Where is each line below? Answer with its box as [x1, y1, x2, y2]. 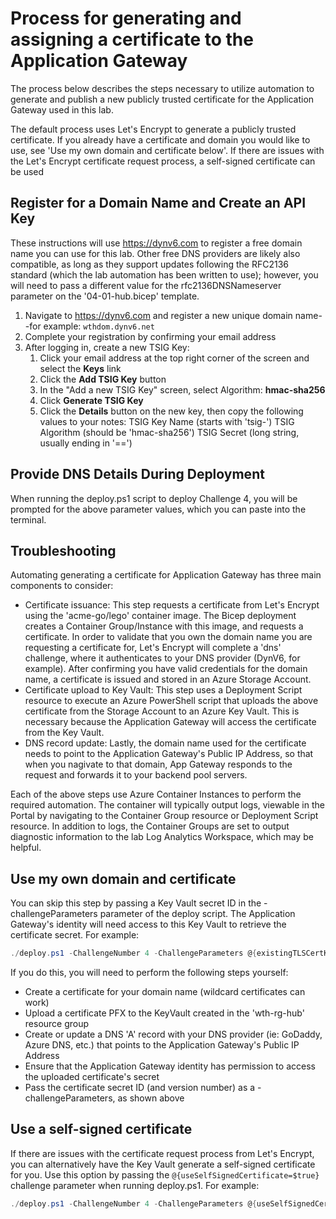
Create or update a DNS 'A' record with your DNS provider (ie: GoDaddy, [24, 1028, 323, 1041]
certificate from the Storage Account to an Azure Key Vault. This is [24, 705, 300, 717]
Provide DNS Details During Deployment [10, 466, 265, 483]
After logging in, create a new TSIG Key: [24, 341, 190, 353]
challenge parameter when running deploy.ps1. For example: [10, 1179, 260, 1191]
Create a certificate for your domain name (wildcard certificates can [24, 986, 306, 998]
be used [10, 165, 45, 177]
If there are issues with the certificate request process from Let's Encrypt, [10, 1147, 315, 1159]
